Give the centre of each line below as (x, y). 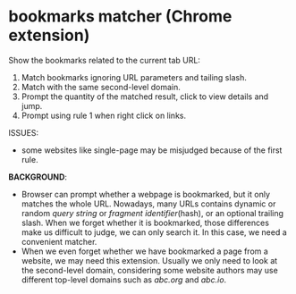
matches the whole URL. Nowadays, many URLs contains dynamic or (148, 204)
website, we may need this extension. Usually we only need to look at (149, 260)
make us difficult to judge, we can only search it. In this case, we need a (154, 232)
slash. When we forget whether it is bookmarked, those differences (145, 223)
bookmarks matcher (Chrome (120, 17)
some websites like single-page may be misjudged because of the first (152, 150)
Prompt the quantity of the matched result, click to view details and (145, 97)
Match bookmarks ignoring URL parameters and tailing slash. (134, 77)
